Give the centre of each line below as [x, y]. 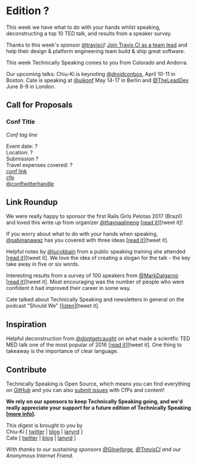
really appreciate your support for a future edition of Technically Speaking [98, 408]
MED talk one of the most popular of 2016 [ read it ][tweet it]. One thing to [94, 345]
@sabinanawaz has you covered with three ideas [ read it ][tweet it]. [87, 240]
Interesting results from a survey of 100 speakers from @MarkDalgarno [92, 276]
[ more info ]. [21, 414]
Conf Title [21, 122]
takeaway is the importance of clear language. [62, 351]
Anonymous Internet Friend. [40, 456]
